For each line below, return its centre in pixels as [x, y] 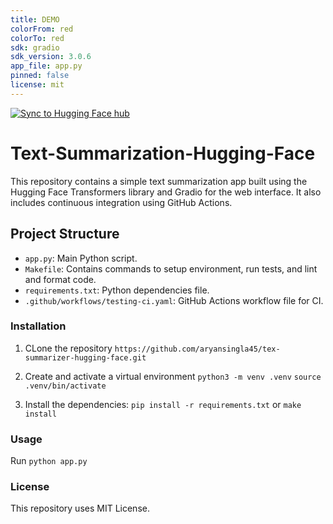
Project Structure [65, 234]
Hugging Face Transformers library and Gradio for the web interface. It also [166, 192]
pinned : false [40, 76]
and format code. [60, 279]
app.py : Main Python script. [81, 258]
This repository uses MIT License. [80, 508]
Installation [38, 326]
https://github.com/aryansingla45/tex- [197, 349]
